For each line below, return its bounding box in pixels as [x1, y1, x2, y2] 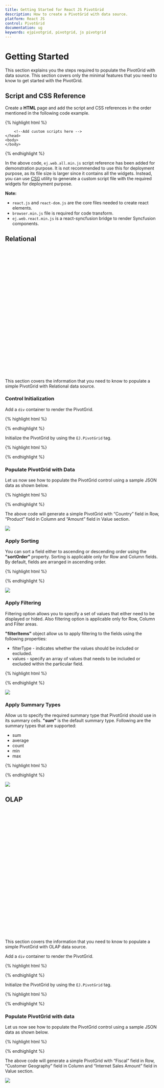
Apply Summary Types [5, 701, 61, 708]
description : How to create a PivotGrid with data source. [5, 12, 128, 17]
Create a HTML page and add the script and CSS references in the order [5, 105, 152, 111]
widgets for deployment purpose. [5, 181, 72, 187]
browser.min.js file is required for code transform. [12, 210, 114, 216]
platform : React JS [5, 16, 45, 21]
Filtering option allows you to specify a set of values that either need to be [5, 610, 155, 616]
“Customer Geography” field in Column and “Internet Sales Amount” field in [5, 1063, 158, 1069]
